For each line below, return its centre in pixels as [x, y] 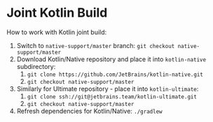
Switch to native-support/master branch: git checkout [96, 45]
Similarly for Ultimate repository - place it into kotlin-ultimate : [108, 89]
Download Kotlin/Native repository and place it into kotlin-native [111, 59]
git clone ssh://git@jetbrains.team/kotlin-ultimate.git [112, 97]
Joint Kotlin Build [57, 13]
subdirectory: [36, 66]
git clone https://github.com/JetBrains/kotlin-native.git [115, 75]
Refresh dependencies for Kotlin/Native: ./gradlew [89, 111]
